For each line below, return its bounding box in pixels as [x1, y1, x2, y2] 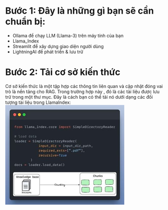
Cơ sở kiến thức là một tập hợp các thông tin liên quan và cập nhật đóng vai [5, 83, 163, 89]
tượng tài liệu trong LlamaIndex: [5, 99, 71, 105]
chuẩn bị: [5, 16, 46, 27]
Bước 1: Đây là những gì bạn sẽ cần [5, 5, 154, 17]
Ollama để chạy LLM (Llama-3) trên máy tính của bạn [12, 32, 124, 38]
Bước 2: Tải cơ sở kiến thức [5, 66, 120, 78]
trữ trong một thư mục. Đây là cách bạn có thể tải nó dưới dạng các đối [5, 94, 153, 100]
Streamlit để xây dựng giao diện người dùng [12, 43, 104, 49]
